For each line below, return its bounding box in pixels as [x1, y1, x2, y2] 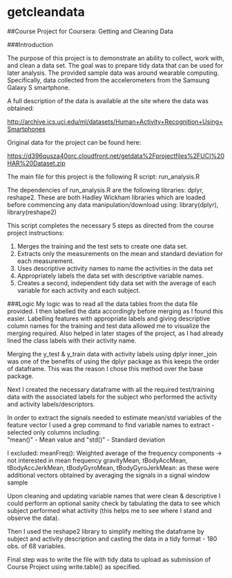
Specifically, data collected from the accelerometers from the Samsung [7, 75, 210, 84]
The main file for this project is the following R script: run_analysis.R [7, 172, 200, 181]
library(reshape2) [7, 208, 57, 216]
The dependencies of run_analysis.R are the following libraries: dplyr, [7, 186, 204, 194]
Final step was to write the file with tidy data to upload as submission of [7, 555, 211, 563]
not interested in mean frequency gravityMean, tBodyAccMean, [7, 456, 188, 464]
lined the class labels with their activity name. [7, 336, 137, 345]
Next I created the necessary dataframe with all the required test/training [7, 385, 215, 393]
